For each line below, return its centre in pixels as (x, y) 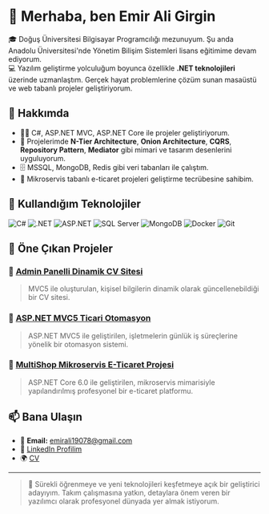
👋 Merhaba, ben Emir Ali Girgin (112, 16)
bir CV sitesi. (49, 297)
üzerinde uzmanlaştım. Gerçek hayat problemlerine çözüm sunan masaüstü (132, 79)
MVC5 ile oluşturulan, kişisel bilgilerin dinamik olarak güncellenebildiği (143, 289)
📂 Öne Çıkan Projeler (61, 248)
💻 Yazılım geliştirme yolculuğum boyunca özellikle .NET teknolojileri (122, 68)
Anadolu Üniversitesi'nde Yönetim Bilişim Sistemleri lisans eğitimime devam (132, 51)
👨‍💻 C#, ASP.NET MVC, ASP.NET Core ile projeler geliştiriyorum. (124, 132)
